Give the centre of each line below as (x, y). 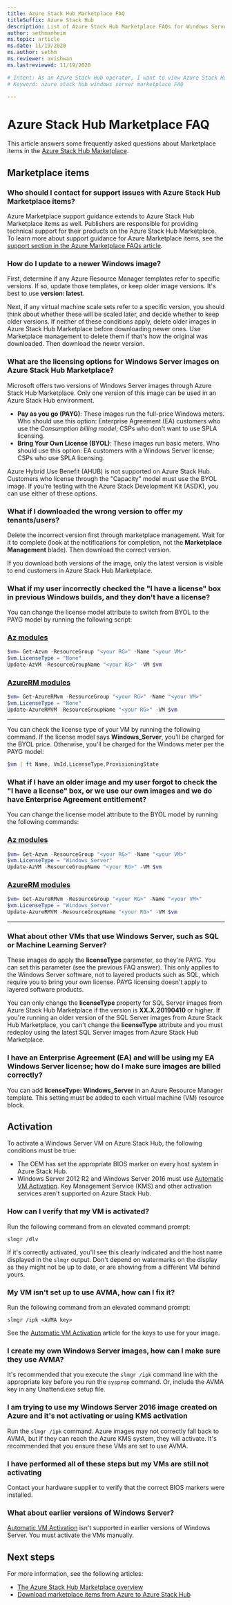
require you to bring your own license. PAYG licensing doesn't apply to (107, 982)
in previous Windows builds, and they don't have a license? (109, 597)
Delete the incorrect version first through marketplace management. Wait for (116, 535)
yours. (16, 1274)
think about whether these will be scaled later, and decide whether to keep (113, 314)
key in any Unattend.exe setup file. (56, 1389)
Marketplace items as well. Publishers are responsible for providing (103, 223)
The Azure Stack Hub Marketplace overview (80, 1587)
